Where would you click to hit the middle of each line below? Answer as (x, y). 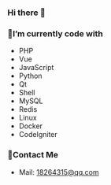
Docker (31, 126)
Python (30, 76)
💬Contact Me (33, 155)
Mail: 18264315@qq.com (59, 172)
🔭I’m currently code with (55, 33)
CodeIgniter (38, 135)
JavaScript (36, 68)
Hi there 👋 (27, 13)
